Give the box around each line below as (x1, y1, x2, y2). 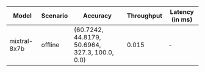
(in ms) (171, 15, 193, 24)
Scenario (41, 11, 68, 20)
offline (41, 41, 60, 49)
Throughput (126, 11, 163, 20)
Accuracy (83, 11, 112, 20)
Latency (170, 8, 194, 16)
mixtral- (9, 37, 34, 45)
